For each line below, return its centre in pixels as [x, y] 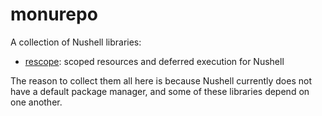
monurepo [54, 14]
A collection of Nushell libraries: [76, 42]
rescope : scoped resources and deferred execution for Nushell [154, 61]
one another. [36, 102]
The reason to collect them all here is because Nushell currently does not [161, 80]
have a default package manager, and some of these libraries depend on [160, 91]
